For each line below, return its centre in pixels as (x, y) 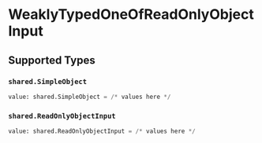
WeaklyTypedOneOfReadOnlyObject (131, 15)
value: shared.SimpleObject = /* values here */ (90, 97)
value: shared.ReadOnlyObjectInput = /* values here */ (102, 131)
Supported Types (52, 60)
